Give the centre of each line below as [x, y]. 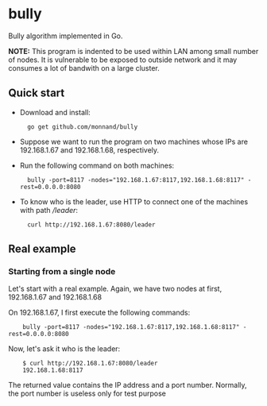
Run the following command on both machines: [97, 165]
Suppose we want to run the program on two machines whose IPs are [134, 141]
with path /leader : [48, 210]
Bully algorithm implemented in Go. [66, 36]
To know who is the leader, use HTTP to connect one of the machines [134, 201]
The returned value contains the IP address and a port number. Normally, [128, 385]
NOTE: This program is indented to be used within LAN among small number [133, 51]
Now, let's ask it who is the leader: [64, 349]
